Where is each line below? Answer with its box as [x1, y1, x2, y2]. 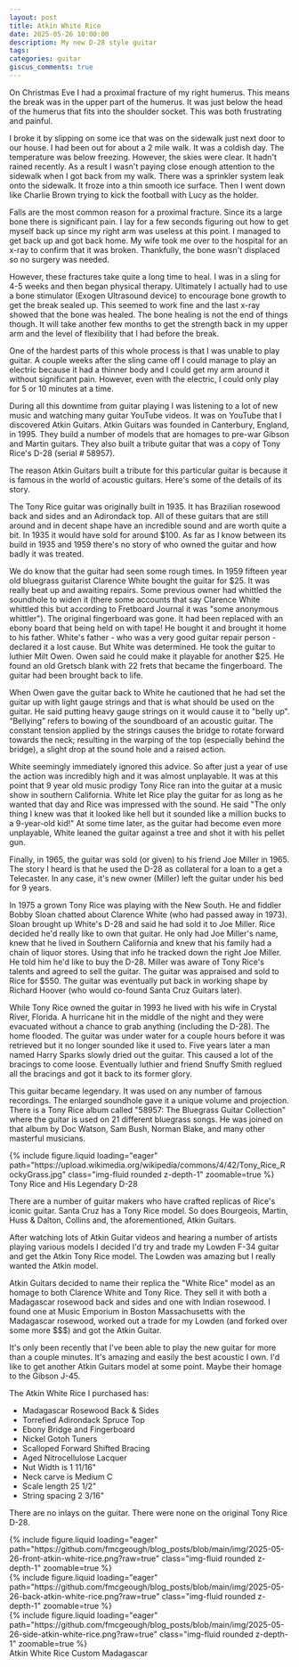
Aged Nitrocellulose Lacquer [21, 1452, 127, 1463]
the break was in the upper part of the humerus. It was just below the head [9, 96, 283, 107]
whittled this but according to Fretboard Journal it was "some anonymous [9, 603, 279, 614]
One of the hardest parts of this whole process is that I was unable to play [9, 345, 280, 356]
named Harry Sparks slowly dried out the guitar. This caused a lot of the [9, 1049, 274, 1060]
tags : [9, 46, 29, 55]
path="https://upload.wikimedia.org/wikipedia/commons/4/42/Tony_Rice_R [9, 1159, 286, 1170]
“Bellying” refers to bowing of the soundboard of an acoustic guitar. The [9, 715, 274, 726]
